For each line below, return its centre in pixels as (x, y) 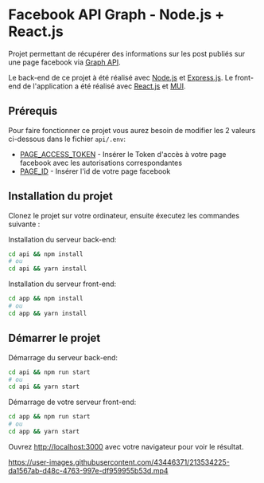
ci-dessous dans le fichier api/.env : (67, 139)
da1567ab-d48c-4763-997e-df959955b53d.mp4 (88, 470)
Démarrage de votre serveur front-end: (72, 402)
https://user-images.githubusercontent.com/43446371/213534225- (119, 462)
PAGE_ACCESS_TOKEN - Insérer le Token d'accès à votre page (123, 154)
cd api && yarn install (48, 269)
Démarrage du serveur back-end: (63, 357)
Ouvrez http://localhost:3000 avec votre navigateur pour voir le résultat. (126, 446)
